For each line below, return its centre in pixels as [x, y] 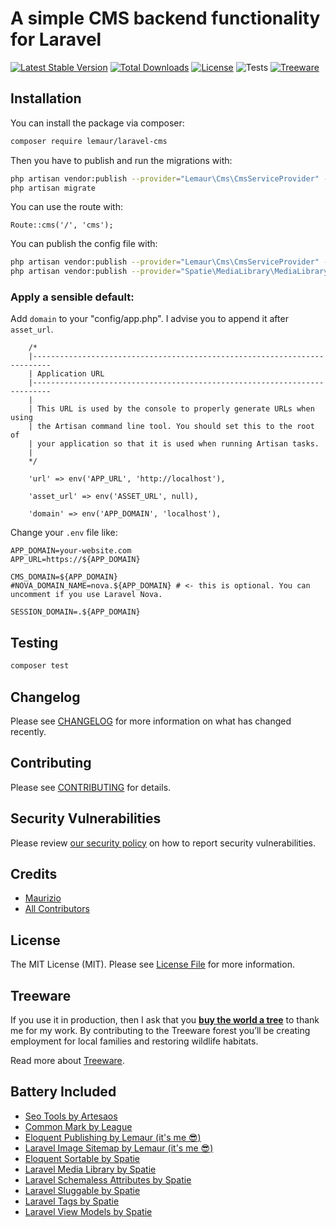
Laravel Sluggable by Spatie [82, 1190]
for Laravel [56, 39]
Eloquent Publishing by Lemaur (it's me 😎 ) [113, 1137]
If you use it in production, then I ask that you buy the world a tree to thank [165, 1019]
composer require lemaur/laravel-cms [89, 141]
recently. [28, 731]
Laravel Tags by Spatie [72, 1201]
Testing [34, 642]
